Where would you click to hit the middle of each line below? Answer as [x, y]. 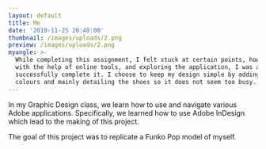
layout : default [35, 15]
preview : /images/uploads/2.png [61, 45]
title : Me [25, 23]
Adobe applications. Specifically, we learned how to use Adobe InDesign [127, 113]
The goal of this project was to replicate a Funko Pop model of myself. [122, 136]
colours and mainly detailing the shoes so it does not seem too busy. [136, 82]
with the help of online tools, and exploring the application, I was [134, 67]
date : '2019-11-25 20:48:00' [56, 30]
